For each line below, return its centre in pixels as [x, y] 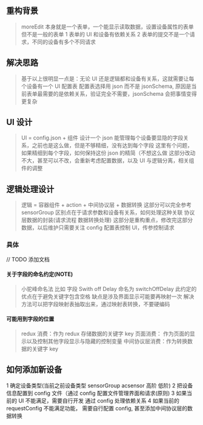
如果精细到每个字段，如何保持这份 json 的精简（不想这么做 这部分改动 [108, 153]
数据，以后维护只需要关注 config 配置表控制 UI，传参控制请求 [98, 228]
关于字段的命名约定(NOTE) [40, 274]
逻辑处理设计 [30, 189]
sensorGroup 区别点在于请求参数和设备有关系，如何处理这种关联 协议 [108, 212]
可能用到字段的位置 [30, 319]
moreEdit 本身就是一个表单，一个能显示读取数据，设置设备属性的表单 [107, 27]
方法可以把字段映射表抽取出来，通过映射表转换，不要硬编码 [95, 304]
